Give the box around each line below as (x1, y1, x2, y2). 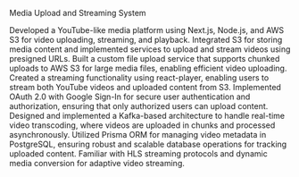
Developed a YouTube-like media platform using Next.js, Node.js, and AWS (9, 25, 285, 35)
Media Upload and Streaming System (9, 8, 146, 18)
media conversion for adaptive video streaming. (9, 158, 186, 168)
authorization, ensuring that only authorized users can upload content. (9, 101, 269, 111)
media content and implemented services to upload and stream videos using (9, 44, 291, 55)
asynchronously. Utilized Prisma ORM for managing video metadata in (9, 130, 267, 139)
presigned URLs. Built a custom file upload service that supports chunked (9, 54, 280, 63)
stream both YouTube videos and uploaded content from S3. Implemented (9, 82, 281, 92)
